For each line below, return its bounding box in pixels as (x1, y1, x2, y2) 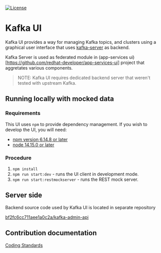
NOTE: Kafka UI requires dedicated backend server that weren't (17, 75, 150, 81)
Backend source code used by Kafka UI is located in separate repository (5, 204, 156, 210)
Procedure (5, 154, 32, 161)
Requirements (5, 110, 41, 117)
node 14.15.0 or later (12, 142, 55, 148)
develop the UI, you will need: (5, 126, 67, 133)
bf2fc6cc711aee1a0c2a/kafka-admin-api (5, 214, 89, 220)
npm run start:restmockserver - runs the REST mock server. (12, 176, 139, 182)
